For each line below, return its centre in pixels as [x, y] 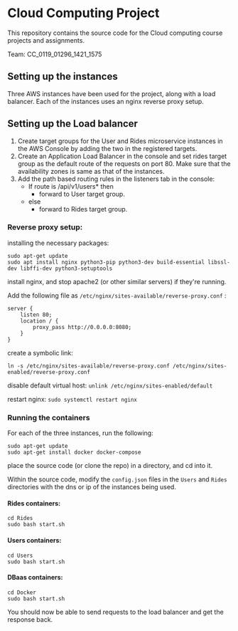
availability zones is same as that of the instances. [91, 171]
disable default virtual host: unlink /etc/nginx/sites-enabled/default [110, 385]
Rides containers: [34, 503]
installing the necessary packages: [58, 243]
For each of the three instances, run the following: [81, 433]
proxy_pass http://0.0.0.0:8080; [82, 327]
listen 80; [36, 315]
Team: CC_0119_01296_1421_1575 [55, 54]
